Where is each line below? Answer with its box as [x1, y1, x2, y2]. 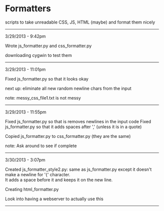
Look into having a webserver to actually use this [5, 196, 103, 202]
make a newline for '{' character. [5, 171, 71, 177]
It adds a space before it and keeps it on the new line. [5, 177, 113, 183]
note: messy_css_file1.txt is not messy [5, 95, 82, 101]
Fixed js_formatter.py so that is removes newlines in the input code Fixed [5, 118, 151, 124]
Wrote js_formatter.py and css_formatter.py [5, 43, 92, 49]
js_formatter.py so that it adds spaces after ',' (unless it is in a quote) [5, 124, 142, 130]
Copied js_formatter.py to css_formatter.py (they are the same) [5, 133, 131, 139]
